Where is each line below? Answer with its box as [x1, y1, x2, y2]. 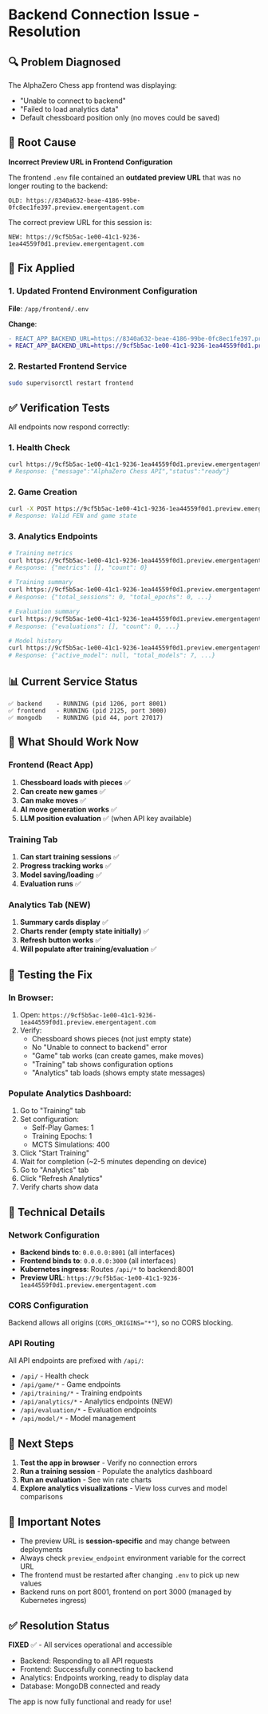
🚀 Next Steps [8, 1436, 74, 1450]
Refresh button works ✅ [19, 935, 102, 945]
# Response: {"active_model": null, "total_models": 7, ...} [8, 652, 216, 660]
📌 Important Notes [8, 1515, 101, 1529]
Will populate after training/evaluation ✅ [19, 944, 157, 954]
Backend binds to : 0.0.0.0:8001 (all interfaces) [19, 1247, 175, 1257]
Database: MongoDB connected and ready [19, 1681, 161, 1691]
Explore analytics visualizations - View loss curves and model [19, 1483, 227, 1493]
